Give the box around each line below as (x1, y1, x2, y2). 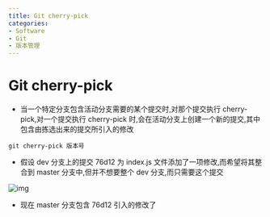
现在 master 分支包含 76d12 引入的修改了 (19, 200, 157, 210)
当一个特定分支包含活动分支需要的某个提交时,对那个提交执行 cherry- (19, 104, 248, 114)
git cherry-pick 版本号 (8, 142, 85, 150)
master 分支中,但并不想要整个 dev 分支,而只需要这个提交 (36, 167, 224, 177)
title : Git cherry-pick (8, 11, 89, 20)
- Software (8, 27, 45, 35)
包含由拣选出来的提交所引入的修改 (19, 124, 134, 134)
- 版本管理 (8, 42, 40, 50)
